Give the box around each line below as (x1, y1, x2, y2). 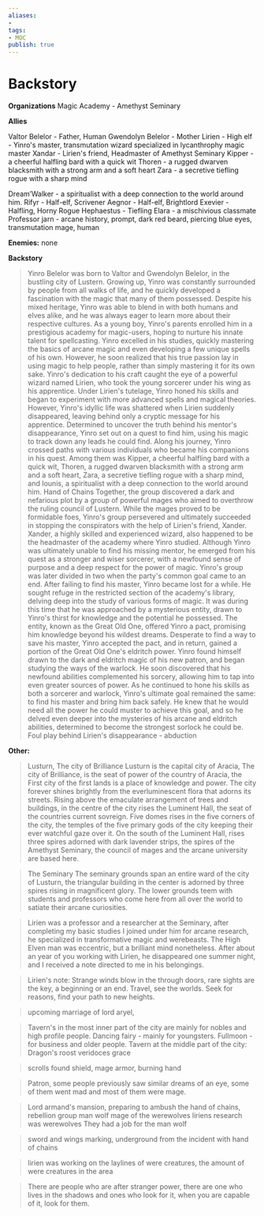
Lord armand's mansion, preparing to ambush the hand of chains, (27, 1102, 241, 1112)
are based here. (27, 854, 80, 863)
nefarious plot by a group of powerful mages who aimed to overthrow (27, 496, 254, 505)
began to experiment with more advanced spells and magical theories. (27, 395, 256, 404)
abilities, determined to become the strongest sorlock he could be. (27, 723, 244, 732)
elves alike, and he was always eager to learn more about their (27, 311, 231, 320)
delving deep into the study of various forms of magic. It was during (27, 596, 248, 606)
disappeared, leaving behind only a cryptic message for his (27, 412, 221, 421)
